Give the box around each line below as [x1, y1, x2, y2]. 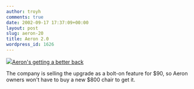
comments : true [6, 14, 44, 20]
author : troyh [6, 8, 42, 15]
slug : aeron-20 [6, 31, 44, 37]
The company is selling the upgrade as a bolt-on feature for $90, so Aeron [6, 70, 188, 77]
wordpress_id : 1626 [6, 42, 55, 48]
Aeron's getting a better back [12, 58, 84, 65]
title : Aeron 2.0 [6, 36, 49, 42]
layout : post [6, 25, 39, 31]
